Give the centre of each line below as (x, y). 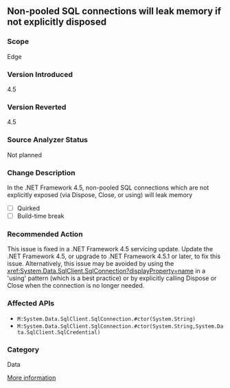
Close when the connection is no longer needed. (76, 286)
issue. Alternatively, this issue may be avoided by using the (91, 264)
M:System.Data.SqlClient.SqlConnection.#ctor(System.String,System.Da (120, 326)
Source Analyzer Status (47, 140)
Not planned (25, 155)
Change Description (41, 172)
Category (23, 350)
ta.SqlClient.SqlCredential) (59, 332)
